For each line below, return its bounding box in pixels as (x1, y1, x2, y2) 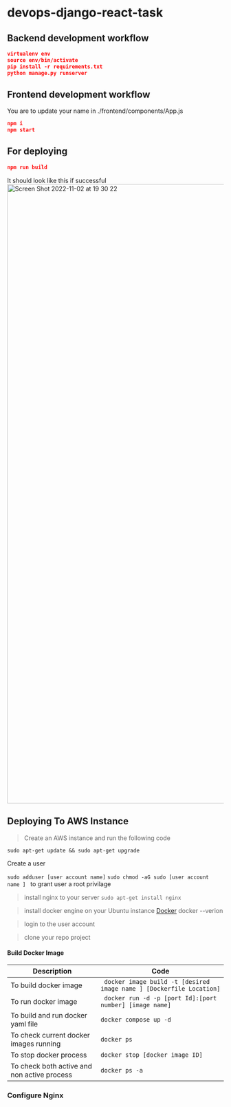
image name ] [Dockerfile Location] (100, 985, 221, 992)
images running (10, 1039, 61, 1049)
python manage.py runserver (7, 69, 88, 76)
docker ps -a (100, 1066, 143, 1074)
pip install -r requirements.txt (7, 63, 103, 70)
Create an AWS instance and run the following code (23, 834, 170, 842)
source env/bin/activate (7, 56, 78, 63)
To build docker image (10, 980, 82, 990)
